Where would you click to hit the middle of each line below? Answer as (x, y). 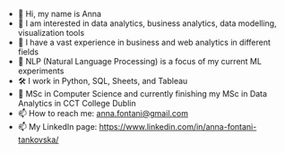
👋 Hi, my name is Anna (59, 14)
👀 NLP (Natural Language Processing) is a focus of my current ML (140, 61)
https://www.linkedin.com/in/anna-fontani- (178, 127)
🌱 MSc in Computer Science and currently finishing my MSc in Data (142, 93)
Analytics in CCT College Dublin (77, 103)
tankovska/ (38, 140)
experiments (41, 71)
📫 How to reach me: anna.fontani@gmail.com (103, 113)
